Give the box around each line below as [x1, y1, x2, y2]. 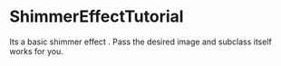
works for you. [9, 45, 63, 56]
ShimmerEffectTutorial [9, 6, 184, 27]
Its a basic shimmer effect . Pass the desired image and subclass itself [9, 36, 272, 47]
